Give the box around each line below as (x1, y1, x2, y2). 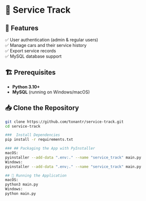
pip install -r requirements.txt (5, 137, 73, 142)
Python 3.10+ (12, 84, 40, 89)
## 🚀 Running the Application (5, 173, 67, 178)
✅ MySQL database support (5, 53, 62, 59)
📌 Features (5, 24, 39, 32)
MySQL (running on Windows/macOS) (12, 89, 90, 95)
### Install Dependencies (5, 133, 60, 137)
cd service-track (5, 124, 41, 129)
